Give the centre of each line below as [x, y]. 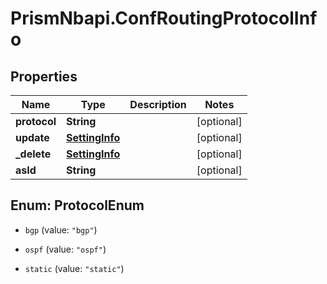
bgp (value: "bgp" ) [61, 229]
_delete [33, 154]
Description [158, 104]
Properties [44, 76]
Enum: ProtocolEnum [77, 205]
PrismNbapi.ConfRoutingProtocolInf [164, 18]
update [32, 137]
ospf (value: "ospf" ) [65, 249]
